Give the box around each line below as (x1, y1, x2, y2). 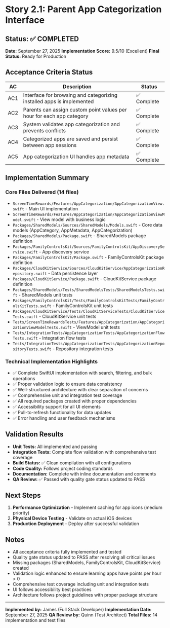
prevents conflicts (23, 127, 66, 134)
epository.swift (12, 271, 47, 276)
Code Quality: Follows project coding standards (12, 465, 113, 471)
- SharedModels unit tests (18, 291, 73, 298)
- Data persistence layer (48, 270, 99, 276)
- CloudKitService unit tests (38, 313, 97, 319)
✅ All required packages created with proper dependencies (12, 398, 137, 404)
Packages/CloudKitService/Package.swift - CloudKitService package (12, 275, 157, 282)
